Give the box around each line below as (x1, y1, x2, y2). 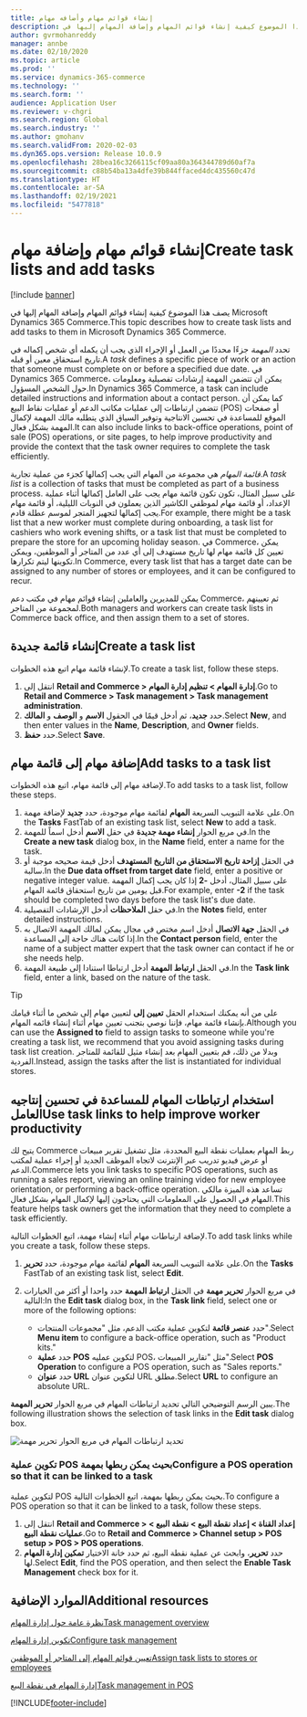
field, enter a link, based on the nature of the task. (23, 972, 211, 983)
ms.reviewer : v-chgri (10, 107, 93, 116)
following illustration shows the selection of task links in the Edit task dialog (10, 1408, 294, 1419)
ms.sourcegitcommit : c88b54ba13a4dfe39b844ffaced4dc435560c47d (10, 166, 256, 175)
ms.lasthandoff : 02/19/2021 (10, 192, 118, 201)
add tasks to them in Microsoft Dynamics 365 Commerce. (10, 326, 227, 337)
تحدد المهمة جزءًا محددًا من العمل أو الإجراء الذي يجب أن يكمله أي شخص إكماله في (10, 343, 291, 354)
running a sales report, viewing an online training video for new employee (10, 1175, 286, 1185)
